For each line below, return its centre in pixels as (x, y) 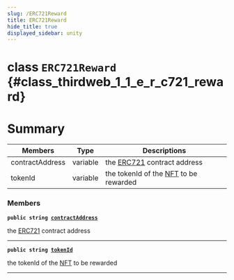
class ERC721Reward (62, 67)
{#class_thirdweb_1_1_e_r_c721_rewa (116, 82)
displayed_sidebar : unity (45, 33)
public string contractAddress (53, 217)
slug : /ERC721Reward (37, 14)
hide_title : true (32, 26)
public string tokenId (40, 250)
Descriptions (164, 151)
